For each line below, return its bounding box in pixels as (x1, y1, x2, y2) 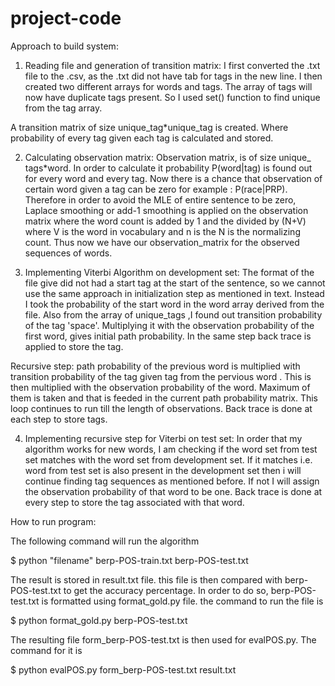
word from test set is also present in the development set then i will (24, 464, 302, 476)
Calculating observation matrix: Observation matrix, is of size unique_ (24, 151, 312, 163)
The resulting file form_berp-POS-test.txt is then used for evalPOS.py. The (10, 633, 317, 646)
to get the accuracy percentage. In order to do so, (63, 584, 269, 596)
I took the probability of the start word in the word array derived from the (24, 298, 325, 310)
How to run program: (10, 515, 97, 527)
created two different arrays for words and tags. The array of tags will (24, 80, 313, 92)
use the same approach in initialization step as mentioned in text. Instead (24, 287, 325, 299)
